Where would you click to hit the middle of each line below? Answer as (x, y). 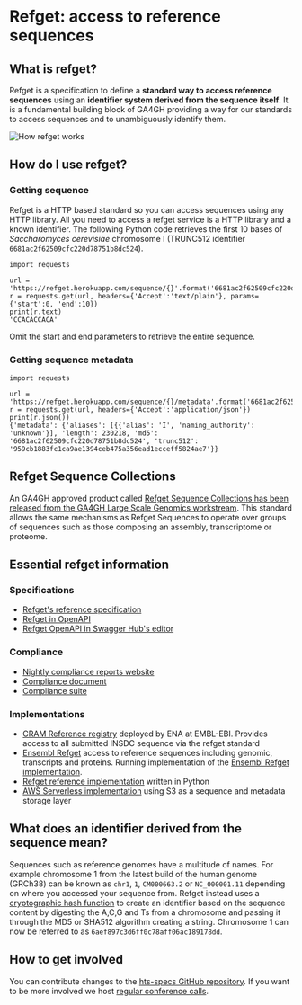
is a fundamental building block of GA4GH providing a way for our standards (151, 109)
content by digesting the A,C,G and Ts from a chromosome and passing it (145, 912)
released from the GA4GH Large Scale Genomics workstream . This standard (151, 507)
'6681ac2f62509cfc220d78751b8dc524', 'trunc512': (104, 441)
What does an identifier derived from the (126, 829)
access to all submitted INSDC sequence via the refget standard (141, 743)
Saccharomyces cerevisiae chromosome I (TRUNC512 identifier (127, 238)
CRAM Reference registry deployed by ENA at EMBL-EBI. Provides (145, 734)
